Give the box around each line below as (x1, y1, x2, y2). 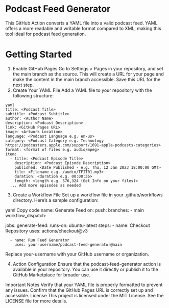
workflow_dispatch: (5, 212, 47, 218)
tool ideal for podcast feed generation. (5, 31, 86, 37)
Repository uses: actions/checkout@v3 (5, 227, 88, 234)
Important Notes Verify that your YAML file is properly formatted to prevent (5, 281, 163, 288)
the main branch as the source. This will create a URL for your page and (12, 71, 164, 77)
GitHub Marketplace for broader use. (12, 271, 90, 278)
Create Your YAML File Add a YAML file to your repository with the (12, 87, 152, 93)
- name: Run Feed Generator (10, 238, 70, 243)
